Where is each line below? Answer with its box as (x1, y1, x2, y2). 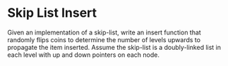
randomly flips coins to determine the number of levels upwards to (7, 35, 201, 44)
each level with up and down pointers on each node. (7, 51, 160, 59)
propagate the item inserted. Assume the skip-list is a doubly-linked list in (7, 43, 221, 51)
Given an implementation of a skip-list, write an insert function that (7, 28, 201, 37)
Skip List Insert (7, 5, 97, 21)
